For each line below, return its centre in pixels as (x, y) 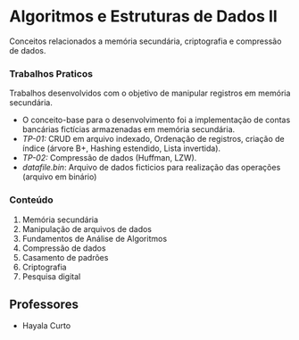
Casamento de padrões (65, 257)
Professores (44, 304)
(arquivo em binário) (59, 177)
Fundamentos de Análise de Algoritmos (95, 238)
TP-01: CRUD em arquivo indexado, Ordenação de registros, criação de (154, 139)
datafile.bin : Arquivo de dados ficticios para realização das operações (151, 168)
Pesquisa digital (51, 276)
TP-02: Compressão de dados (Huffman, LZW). (109, 158)
